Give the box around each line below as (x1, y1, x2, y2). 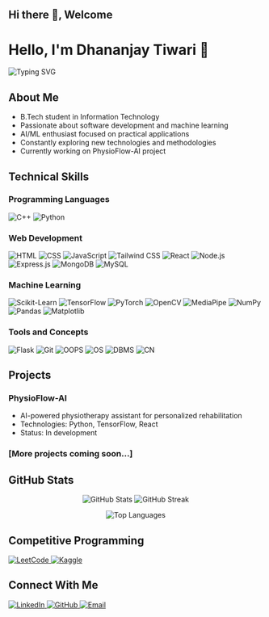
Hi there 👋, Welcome (8, 8, 113, 22)
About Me (8, 90, 59, 104)
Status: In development (19, 428, 98, 438)
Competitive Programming (8, 534, 145, 548)
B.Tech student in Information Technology (19, 112, 160, 122)
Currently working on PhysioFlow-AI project (19, 146, 166, 156)
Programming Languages (8, 194, 111, 205)
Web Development (8, 232, 83, 243)
